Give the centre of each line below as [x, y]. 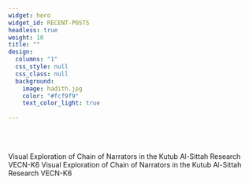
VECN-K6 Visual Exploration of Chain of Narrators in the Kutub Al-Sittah [125, 165]
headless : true [33, 30]
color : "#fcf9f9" [51, 96]
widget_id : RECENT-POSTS [49, 23]
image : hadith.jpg [52, 88]
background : [35, 81]
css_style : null [42, 67]
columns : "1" [37, 60]
